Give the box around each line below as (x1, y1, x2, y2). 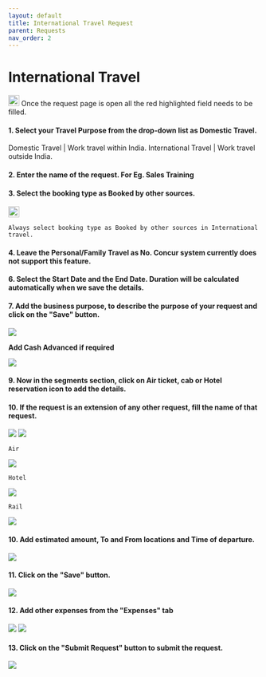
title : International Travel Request (8, 19, 134, 27)
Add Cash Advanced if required (8, 342, 115, 352)
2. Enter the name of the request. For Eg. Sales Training (8, 169, 194, 180)
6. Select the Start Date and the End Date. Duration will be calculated (8, 275, 240, 284)
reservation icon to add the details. (8, 384, 127, 394)
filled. (8, 107, 27, 117)
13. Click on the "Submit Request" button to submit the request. (8, 643, 223, 652)
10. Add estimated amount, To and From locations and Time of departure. (8, 534, 255, 544)
